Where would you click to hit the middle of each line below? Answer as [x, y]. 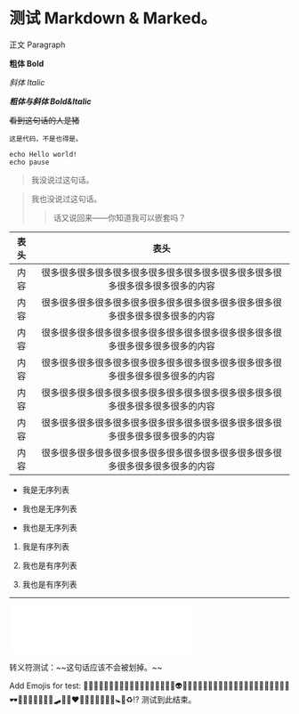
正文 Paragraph [37, 45]
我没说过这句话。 [62, 180]
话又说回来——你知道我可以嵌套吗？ [120, 217]
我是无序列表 [45, 490]
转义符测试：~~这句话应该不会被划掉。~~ [86, 667]
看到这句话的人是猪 [44, 120]
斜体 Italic [27, 82]
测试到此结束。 [169, 699]
